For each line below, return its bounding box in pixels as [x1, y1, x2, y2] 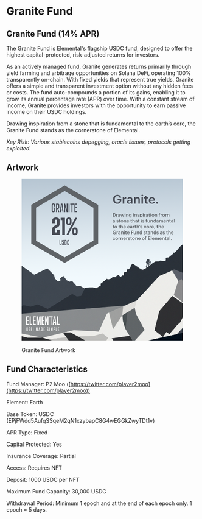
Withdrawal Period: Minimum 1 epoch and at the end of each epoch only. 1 [6, 500, 192, 507]
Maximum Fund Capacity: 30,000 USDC [6, 487, 106, 495]
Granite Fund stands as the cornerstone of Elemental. [6, 127, 141, 133]
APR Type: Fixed [6, 428, 48, 436]
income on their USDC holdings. [6, 108, 87, 115]
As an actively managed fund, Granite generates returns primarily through [6, 63, 192, 70]
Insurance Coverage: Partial [6, 452, 76, 459]
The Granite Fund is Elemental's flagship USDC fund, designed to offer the [6, 44, 193, 52]
